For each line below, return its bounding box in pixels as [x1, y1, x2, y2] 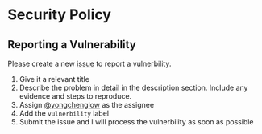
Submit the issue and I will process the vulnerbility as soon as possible [19, 117, 254, 126]
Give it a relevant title [19, 75, 90, 83]
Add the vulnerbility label [19, 108, 110, 118]
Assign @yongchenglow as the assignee [19, 100, 155, 109]
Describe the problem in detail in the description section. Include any [19, 83, 248, 92]
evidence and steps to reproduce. [19, 91, 132, 101]
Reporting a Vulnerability [7, 38, 136, 51]
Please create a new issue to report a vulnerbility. [7, 59, 172, 68]
